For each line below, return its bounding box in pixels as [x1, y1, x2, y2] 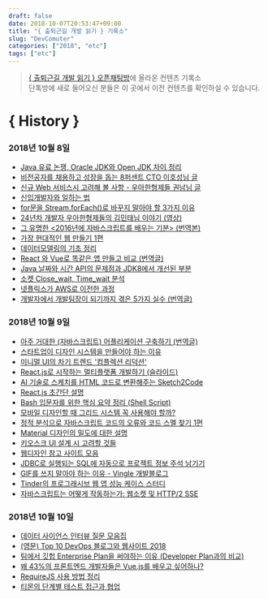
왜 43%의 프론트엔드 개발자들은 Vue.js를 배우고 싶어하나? [19, 562, 205, 571]
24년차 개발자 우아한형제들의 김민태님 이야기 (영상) [19, 213, 183, 223]
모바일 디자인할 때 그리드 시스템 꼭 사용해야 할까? [19, 407, 176, 417]
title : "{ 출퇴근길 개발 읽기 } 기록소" [8, 27, 128, 35]
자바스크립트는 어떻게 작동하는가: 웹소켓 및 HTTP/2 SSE [19, 489, 199, 498]
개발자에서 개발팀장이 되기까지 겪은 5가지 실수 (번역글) [19, 294, 193, 304]
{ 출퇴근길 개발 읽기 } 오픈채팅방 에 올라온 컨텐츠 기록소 [28, 73, 201, 82]
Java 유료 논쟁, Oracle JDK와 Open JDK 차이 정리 [19, 162, 182, 172]
